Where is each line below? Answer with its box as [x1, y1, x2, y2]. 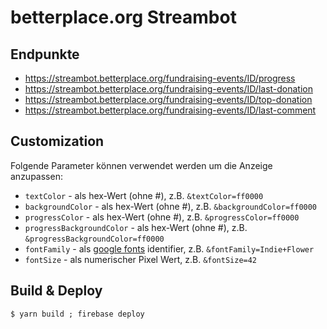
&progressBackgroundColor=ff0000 [24, 234, 165, 244]
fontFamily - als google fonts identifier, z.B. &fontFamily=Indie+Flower [24, 242, 315, 255]
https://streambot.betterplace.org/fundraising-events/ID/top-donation [24, 94, 313, 105]
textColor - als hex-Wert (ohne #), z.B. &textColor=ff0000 [24, 189, 264, 201]
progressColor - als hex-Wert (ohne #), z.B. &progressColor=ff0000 [24, 211, 300, 223]
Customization [10, 133, 105, 150]
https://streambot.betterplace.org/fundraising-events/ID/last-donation [24, 83, 313, 95]
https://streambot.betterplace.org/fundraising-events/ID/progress [24, 72, 296, 84]
